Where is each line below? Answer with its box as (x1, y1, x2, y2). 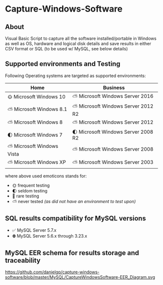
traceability (5, 256, 41, 265)
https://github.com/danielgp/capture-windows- (5, 269, 99, 275)
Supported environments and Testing (5, 60, 120, 68)
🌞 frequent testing (12, 182, 50, 188)
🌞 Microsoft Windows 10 (7, 94, 65, 100)
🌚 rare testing (12, 193, 40, 199)
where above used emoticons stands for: (5, 173, 87, 179)
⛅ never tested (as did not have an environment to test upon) (12, 198, 136, 204)
